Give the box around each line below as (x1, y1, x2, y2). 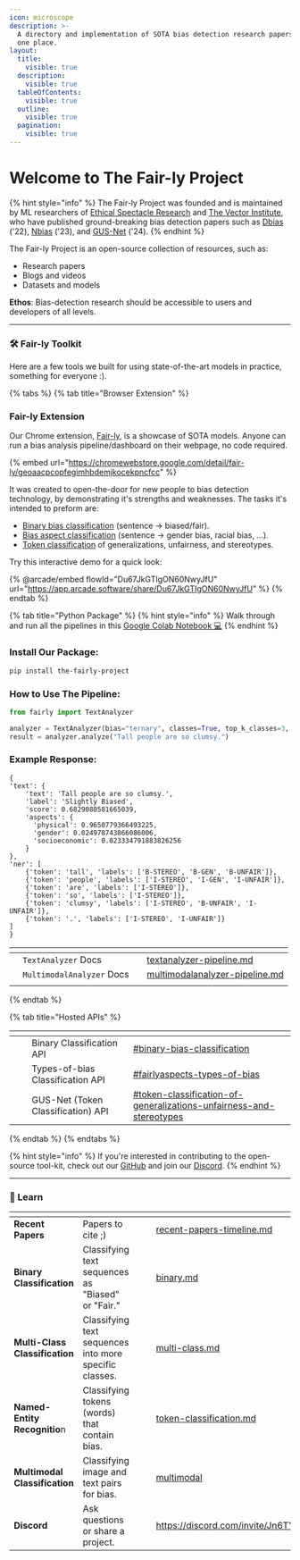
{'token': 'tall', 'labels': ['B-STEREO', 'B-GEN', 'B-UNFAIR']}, (25, 868, 278, 876)
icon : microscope (9, 13, 74, 22)
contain (82, 1429, 114, 1441)
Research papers (21, 260, 86, 271)
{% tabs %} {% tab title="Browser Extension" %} (9, 388, 189, 398)
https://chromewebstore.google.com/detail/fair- (68, 457, 245, 468)
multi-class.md (155, 1342, 221, 1355)
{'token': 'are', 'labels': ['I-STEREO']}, (25, 883, 190, 892)
